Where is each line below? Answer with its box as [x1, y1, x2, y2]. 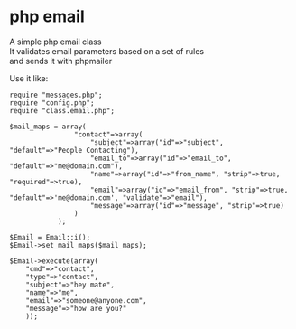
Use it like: [9, 72, 49, 83]
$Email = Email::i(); [9, 232, 91, 241]
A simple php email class [9, 36, 102, 47]
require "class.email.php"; [9, 106, 116, 115]
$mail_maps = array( [9, 122, 88, 131]
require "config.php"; [9, 98, 95, 108]
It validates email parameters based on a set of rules [9, 45, 205, 56]
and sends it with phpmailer [9, 55, 113, 66]
